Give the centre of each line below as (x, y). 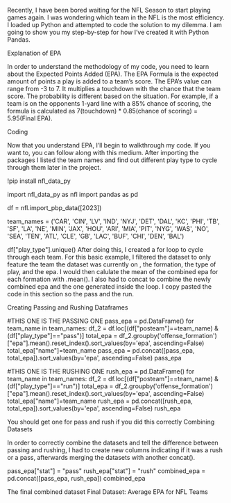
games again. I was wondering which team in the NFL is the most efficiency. (116, 17)
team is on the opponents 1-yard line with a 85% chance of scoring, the (109, 103)
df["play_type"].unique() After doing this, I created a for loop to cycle (105, 249)
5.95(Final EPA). (30, 118)
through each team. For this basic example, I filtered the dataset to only (109, 257)
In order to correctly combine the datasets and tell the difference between (113, 442)
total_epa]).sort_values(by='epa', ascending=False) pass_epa (94, 358)
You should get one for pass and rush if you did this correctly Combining (111, 422)
